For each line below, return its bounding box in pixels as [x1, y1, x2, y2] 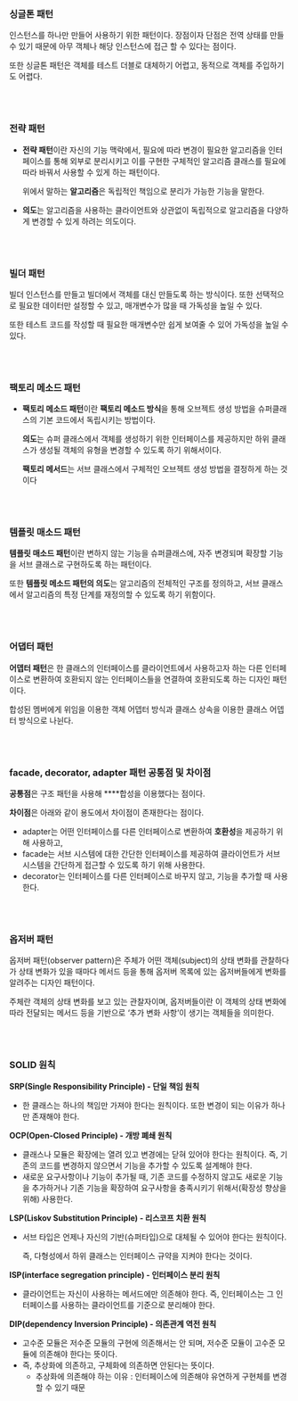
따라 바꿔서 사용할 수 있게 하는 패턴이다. [21, 167, 160, 178]
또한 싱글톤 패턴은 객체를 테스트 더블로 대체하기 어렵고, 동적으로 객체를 [9, 60, 254, 70]
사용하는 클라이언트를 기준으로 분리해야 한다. [60, 1299, 215, 1310]
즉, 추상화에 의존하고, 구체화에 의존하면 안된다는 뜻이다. [21, 1359, 215, 1371]
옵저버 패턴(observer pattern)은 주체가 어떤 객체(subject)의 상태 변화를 [9, 955, 259, 966]
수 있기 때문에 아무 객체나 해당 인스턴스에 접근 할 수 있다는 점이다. [9, 41, 237, 52]
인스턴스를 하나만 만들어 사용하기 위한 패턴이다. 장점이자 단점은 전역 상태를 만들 [9, 29, 285, 41]
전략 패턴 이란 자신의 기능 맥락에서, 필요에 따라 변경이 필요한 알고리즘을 [21, 145, 267, 155]
